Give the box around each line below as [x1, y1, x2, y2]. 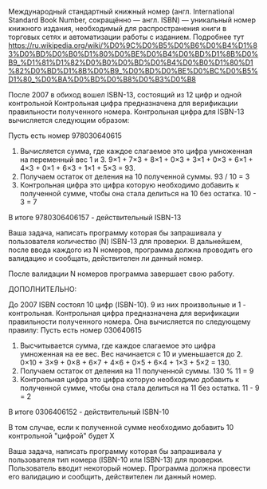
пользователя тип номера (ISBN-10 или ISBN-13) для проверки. [8, 455, 225, 464]
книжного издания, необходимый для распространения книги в [8, 24, 227, 33]
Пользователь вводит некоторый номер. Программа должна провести [8, 463, 251, 473]
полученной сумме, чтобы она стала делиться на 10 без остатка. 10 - [19, 189, 257, 198]
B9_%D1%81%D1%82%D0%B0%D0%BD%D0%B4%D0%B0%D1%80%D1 [8, 57, 253, 67]
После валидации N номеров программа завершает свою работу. [8, 269, 235, 278]
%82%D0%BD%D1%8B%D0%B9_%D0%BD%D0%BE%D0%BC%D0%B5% [8, 66, 258, 75]
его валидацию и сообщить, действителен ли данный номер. [8, 472, 217, 481]
